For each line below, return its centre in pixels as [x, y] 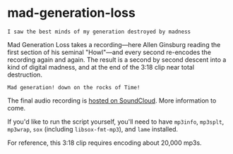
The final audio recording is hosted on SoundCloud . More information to [112, 101]
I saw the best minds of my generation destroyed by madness [99, 32]
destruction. [25, 75]
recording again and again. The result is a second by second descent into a [117, 59]
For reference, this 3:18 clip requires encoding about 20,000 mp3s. [105, 143]
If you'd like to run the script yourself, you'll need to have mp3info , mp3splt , [116, 122]
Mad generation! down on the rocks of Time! [74, 87]
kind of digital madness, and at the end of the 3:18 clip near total [101, 67]
